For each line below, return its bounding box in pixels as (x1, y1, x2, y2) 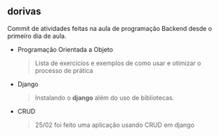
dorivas (7, 6, 41, 18)
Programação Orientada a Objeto (17, 45, 114, 53)
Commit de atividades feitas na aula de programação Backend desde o (7, 24, 213, 32)
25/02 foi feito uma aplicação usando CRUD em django (34, 121, 195, 129)
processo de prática (34, 66, 93, 74)
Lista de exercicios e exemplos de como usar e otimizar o (34, 59, 201, 67)
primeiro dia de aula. (7, 32, 67, 40)
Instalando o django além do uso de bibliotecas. (34, 93, 175, 102)
